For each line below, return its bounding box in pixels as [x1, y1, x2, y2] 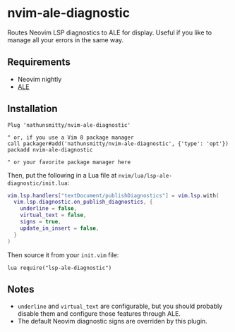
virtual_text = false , [20, 211, 87, 219]
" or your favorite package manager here [7, 159, 131, 166]
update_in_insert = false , [20, 224, 100, 232]
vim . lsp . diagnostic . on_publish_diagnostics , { [13, 199, 153, 206]
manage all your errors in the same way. [7, 35, 124, 44]
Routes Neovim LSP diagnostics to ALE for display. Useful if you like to [7, 28, 212, 37]
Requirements [7, 56, 71, 68]
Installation [7, 103, 58, 115]
